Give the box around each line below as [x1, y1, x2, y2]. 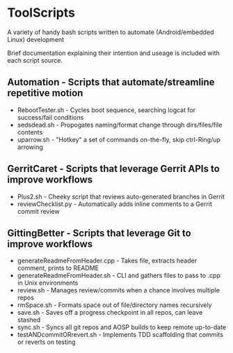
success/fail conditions [17, 113, 84, 121]
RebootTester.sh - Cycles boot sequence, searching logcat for [17, 106, 196, 114]
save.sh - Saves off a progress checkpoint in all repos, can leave [17, 308, 203, 317]
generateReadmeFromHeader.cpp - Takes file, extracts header [17, 256, 197, 265]
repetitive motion [7, 87, 83, 99]
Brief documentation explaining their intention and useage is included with [7, 49, 220, 57]
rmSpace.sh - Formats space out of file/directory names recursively [17, 301, 212, 309]
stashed [17, 315, 41, 324]
